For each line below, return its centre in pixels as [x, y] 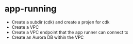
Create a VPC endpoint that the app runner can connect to [70, 32]
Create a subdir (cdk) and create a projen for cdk [60, 22]
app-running [31, 9]
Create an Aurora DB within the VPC [48, 37]
